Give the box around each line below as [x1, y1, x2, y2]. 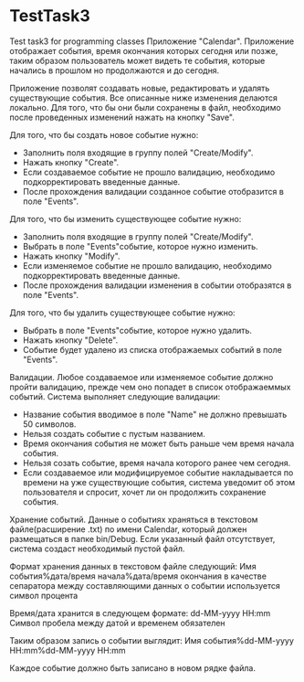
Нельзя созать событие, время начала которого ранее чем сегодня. [22, 457, 291, 468]
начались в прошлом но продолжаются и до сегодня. [9, 65, 220, 76]
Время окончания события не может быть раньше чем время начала [22, 438, 295, 449]
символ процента [9, 590, 79, 601]
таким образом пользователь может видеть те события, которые [9, 55, 266, 66]
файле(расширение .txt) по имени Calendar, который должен [9, 523, 247, 535]
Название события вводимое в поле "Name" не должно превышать [22, 409, 288, 420]
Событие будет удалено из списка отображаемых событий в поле [22, 344, 283, 355]
